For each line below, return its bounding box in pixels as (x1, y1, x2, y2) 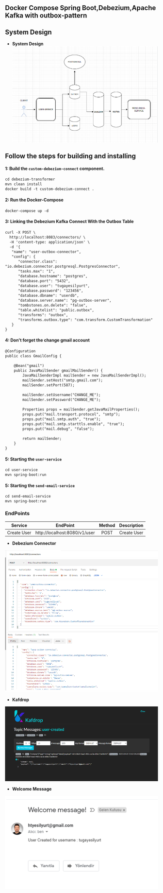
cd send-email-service (5, 494, 51, 499)
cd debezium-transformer (5, 177, 55, 182)
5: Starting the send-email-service (5, 482, 75, 488)
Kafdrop (12, 697, 29, 703)
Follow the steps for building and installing (5, 152, 136, 160)
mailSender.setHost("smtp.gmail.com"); (22, 378, 103, 383)
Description (119, 522, 144, 529)
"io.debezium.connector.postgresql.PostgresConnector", (5, 264, 120, 269)
